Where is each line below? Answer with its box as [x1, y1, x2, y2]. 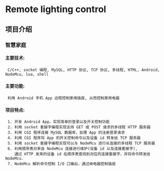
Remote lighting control [5, 4, 107, 15]
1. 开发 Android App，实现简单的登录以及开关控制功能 [7, 119, 110, 124]
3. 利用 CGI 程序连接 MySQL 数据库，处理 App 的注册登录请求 [7, 130, 125, 135]
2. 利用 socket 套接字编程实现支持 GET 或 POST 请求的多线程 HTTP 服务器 [7, 125, 151, 130]
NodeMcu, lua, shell [5, 72, 49, 77]
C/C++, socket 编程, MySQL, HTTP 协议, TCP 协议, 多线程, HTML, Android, [7, 67, 160, 72]
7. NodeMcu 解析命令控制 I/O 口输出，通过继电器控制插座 [7, 161, 116, 166]
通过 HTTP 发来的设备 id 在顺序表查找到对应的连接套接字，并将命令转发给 [14, 152, 151, 157]
